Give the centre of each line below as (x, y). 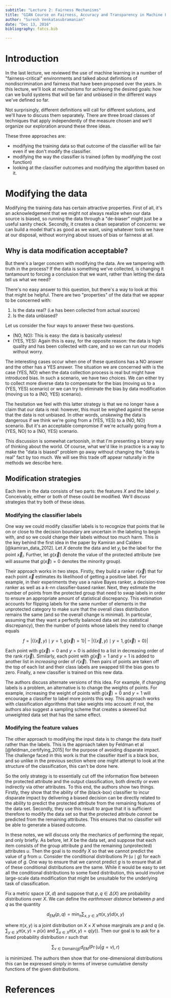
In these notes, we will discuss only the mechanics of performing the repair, (85, 835)
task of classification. (27, 883)
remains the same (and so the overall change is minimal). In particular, (79, 614)
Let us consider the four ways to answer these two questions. (70, 325)
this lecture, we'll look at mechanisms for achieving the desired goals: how (83, 89)
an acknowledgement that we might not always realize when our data (78, 213)
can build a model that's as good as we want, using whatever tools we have (84, 229)
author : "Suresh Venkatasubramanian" (45, 19)
